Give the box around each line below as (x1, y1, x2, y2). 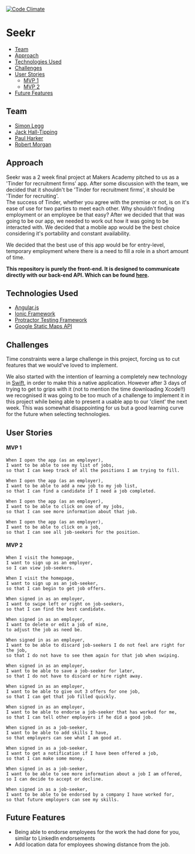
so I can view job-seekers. (6, 565, 75, 571)
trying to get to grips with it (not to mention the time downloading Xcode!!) (6, 386, 186, 393)
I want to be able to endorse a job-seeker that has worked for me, (6, 709, 177, 715)
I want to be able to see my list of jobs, (6, 462, 115, 468)
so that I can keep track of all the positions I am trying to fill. (6, 467, 180, 473)
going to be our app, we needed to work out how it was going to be (6, 217, 169, 224)
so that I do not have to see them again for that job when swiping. (6, 652, 180, 659)
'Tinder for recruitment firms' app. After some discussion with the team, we (6, 180, 189, 187)
